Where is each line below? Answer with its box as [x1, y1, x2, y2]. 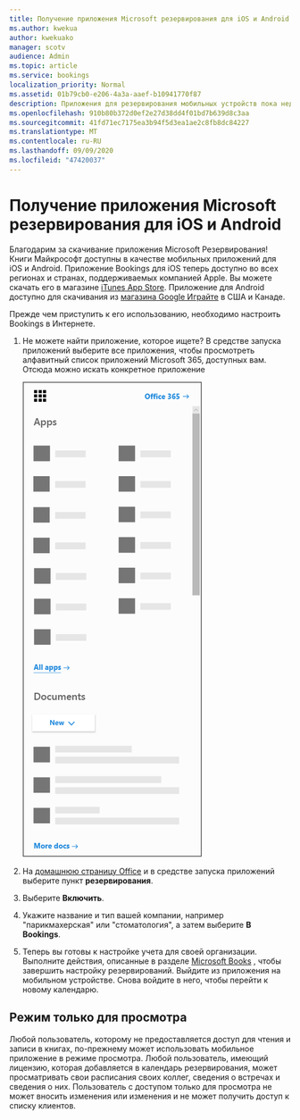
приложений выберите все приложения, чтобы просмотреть [21, 345, 255, 355]
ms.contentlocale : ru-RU [9, 137, 102, 146]
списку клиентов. [9, 1099, 76, 1111]
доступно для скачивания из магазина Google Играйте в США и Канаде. [9, 291, 286, 302]
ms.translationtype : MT [9, 128, 98, 137]
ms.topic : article [9, 62, 78, 71]
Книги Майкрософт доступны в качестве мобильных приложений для [9, 253, 277, 263]
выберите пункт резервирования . [21, 875, 154, 886]
